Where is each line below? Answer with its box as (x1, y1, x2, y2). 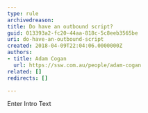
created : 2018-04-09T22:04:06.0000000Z (7, 42, 123, 49)
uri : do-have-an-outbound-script (7, 36, 104, 43)
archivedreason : (7, 17, 54, 24)
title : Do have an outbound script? (7, 23, 113, 30)
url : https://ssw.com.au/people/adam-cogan (13, 62, 141, 69)
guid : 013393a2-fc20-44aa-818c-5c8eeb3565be (7, 29, 138, 37)
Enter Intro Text (7, 100, 51, 108)
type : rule (7, 10, 39, 17)
